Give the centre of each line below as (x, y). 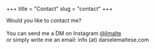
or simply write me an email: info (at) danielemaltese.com (78, 40)
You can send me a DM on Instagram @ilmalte (64, 33)
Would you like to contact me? (44, 20)
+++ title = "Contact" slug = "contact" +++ (60, 9)
